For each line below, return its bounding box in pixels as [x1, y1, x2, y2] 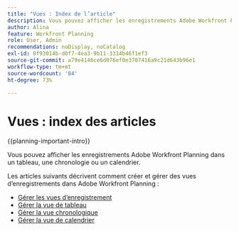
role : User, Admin [7, 37, 62, 44]
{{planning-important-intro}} [7, 136, 91, 146]
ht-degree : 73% [7, 76, 53, 84]
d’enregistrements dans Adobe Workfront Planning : [7, 179, 159, 188]
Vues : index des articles [7, 113, 156, 129]
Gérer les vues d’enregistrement [17, 193, 112, 202]
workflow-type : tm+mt [7, 63, 72, 70]
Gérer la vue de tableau [17, 200, 87, 210]
